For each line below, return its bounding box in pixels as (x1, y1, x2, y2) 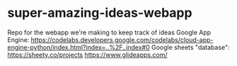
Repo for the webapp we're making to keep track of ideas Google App (7, 28, 212, 37)
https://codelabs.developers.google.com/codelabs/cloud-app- (30, 35, 214, 44)
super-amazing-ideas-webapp (7, 5, 192, 21)
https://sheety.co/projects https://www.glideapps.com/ (7, 51, 168, 59)
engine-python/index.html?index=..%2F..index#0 (7, 43, 150, 51)
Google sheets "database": (151, 43, 230, 51)
